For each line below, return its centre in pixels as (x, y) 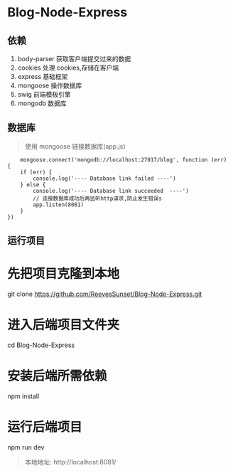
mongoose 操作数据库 (50, 85)
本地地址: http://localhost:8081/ (70, 462)
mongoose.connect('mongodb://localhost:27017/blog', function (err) (124, 160)
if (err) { (36, 172)
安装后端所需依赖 (58, 376)
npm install (23, 396)
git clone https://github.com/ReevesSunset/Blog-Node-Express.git (105, 294)
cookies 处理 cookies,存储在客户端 (68, 68)
